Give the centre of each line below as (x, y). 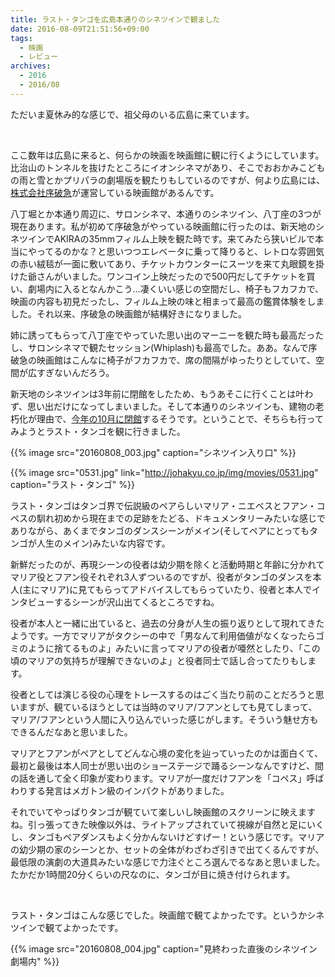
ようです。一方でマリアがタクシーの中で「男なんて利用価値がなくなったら (163, 635)
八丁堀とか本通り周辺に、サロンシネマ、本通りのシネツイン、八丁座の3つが (166, 213)
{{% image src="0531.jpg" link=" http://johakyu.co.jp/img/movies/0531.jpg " (164, 472)
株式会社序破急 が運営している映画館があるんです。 (115, 192)
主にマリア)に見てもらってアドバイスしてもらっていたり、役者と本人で (167, 589)
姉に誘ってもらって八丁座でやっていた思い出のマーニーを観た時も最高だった (167, 335)
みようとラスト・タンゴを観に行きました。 (98, 431)
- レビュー (39, 57)
